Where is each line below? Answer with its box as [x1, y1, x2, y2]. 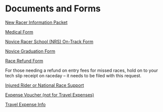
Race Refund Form [5, 57, 43, 63]
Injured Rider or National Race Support [5, 82, 84, 88]
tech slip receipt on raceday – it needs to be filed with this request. [5, 72, 142, 78]
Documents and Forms [5, 3, 101, 14]
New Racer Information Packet [5, 19, 68, 25]
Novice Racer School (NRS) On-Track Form [5, 38, 93, 45]
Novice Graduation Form [5, 48, 56, 54]
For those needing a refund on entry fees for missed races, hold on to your [5, 67, 158, 73]
